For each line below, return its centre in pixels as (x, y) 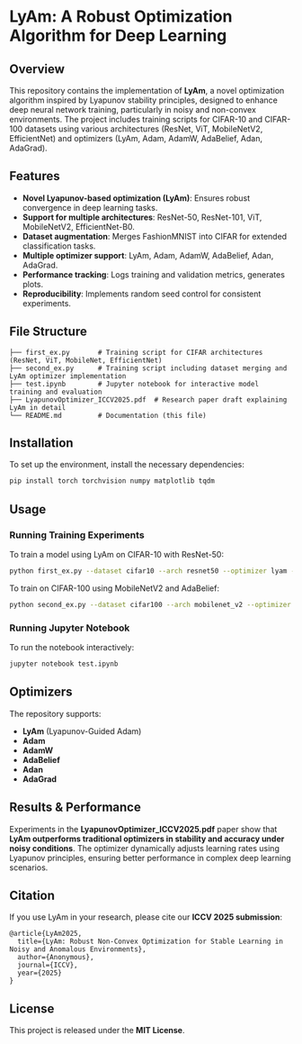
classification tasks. (59, 246)
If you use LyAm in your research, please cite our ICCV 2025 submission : (146, 917)
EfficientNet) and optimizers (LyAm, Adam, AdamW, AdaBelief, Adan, (136, 138)
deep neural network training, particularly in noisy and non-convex (133, 109)
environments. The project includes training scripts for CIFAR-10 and (136, 119)
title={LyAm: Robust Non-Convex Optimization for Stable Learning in (150, 942)
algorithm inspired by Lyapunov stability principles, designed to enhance (144, 100)
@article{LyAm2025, (46, 934)
